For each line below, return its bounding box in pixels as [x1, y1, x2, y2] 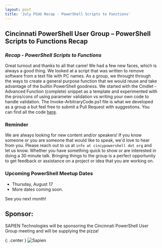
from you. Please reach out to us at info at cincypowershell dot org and [5, 143, 152, 149]
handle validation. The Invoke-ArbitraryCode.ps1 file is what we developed [5, 99, 153, 105]
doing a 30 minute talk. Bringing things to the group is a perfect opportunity [5, 153, 156, 159]
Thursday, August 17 [12, 181, 53, 187]
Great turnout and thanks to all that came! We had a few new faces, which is [5, 63, 157, 68]
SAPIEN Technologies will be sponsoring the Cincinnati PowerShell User [5, 223, 149, 229]
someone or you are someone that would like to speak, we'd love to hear [5, 137, 150, 143]
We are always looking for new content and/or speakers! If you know [5, 132, 142, 138]
